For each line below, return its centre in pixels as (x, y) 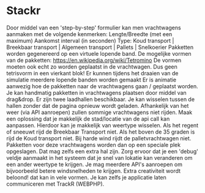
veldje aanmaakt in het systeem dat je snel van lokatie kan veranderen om (99, 157)
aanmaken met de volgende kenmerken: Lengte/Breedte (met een (89, 34)
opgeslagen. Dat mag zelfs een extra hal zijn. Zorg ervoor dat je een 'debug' (102, 151)
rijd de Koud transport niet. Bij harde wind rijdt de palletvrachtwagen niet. (99, 138)
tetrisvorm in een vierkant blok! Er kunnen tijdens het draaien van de (92, 73)
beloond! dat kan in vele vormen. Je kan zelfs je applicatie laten (87, 177)
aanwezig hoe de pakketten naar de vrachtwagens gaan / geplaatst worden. (102, 86)
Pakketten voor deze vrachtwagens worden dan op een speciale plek (94, 145)
